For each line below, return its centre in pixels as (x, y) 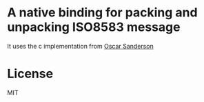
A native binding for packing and (102, 13)
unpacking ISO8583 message (94, 27)
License (30, 74)
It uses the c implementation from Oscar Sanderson (80, 46)
